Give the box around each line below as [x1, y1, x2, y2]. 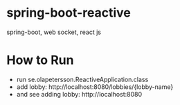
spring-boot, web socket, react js [6, 28, 102, 36]
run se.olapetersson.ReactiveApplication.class [16, 75, 149, 83]
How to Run [6, 52, 74, 68]
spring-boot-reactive [6, 5, 131, 21]
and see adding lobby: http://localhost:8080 [16, 90, 143, 98]
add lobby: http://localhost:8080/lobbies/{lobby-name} [16, 82, 174, 91]
